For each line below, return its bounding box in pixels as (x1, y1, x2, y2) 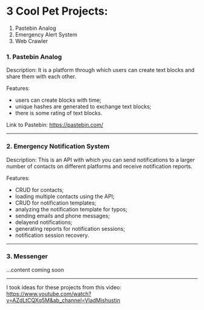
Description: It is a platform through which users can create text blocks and (6, 66, 195, 74)
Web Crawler (15, 37, 49, 44)
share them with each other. (6, 73, 76, 80)
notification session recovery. (15, 231, 89, 239)
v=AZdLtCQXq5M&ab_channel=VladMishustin (6, 297, 120, 304)
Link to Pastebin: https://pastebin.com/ (6, 121, 104, 129)
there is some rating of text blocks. (15, 110, 103, 117)
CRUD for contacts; (15, 186, 64, 193)
